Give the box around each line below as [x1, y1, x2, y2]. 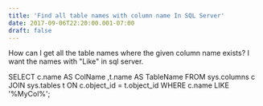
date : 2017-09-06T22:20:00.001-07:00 [8, 19, 135, 27]
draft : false [8, 26, 52, 34]
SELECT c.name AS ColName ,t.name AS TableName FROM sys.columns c [8, 73, 256, 82]
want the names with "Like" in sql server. [8, 57, 144, 66]
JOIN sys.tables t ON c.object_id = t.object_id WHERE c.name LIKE [8, 80, 229, 90]
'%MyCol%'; [8, 89, 51, 99]
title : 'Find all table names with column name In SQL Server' [8, 11, 225, 20]
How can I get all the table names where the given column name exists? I [8, 49, 250, 58]
